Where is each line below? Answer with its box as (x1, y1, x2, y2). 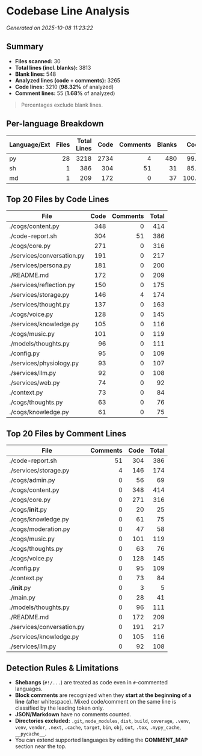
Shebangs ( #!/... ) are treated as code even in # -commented (14, 679, 168, 686)
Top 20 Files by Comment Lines (6, 429, 127, 439)
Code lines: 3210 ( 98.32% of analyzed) (14, 83, 114, 90)
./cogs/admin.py (9, 476, 55, 485)
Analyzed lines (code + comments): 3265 (14, 76, 121, 84)
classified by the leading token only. (14, 704, 104, 711)
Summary (6, 42, 44, 52)
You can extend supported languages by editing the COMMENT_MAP (14, 736, 188, 743)
